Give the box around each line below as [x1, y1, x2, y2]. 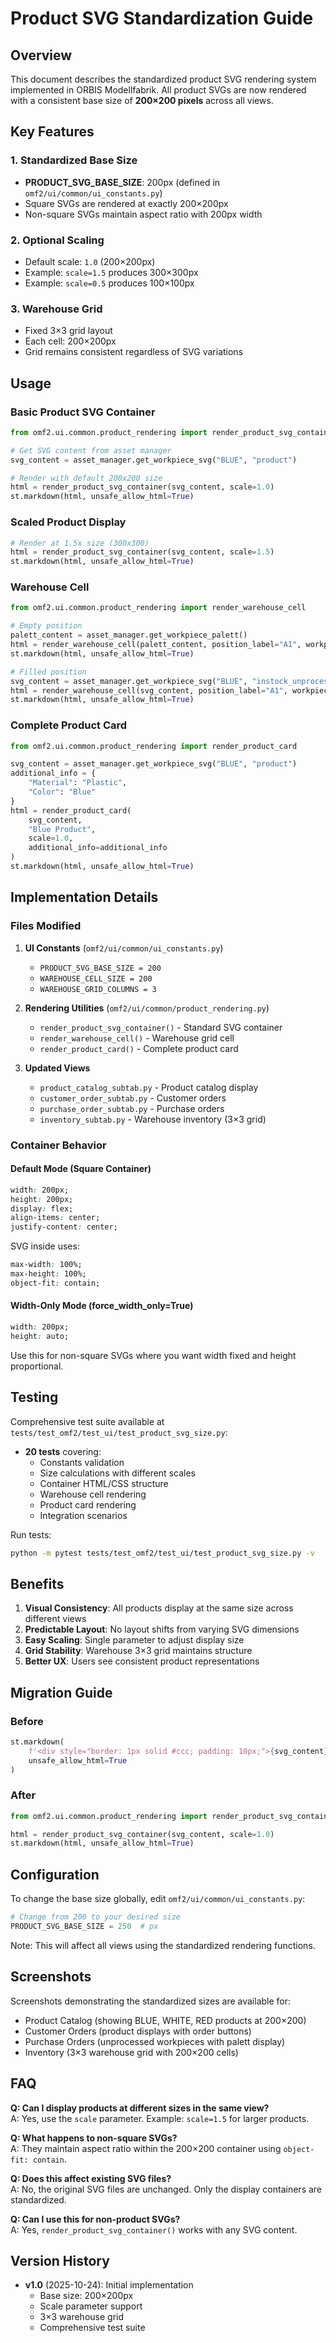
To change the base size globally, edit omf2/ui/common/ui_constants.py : [10, 1893, 306, 1905]
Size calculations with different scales [39, 1467, 196, 1479]
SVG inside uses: [10, 1240, 80, 1252]
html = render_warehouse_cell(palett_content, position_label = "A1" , [10, 640, 302, 650]
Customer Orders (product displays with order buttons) [24, 2025, 252, 2037]
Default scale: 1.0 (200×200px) [24, 255, 156, 267]
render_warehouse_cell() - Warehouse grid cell [39, 1032, 235, 1044]
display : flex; [10, 1203, 74, 1214]
